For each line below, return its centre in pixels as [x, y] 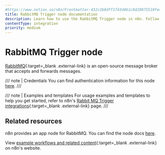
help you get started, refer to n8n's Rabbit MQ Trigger [59, 101]
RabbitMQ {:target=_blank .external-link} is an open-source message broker [82, 66]
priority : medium [23, 28]
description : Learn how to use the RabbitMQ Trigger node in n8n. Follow [82, 19]
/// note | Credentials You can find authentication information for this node [80, 81]
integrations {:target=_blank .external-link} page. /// [57, 106]
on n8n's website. [23, 148]
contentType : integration [31, 23]
